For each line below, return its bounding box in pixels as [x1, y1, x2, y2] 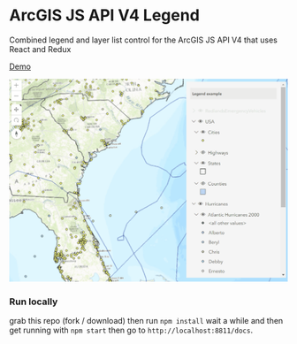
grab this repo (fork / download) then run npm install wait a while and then [9, 315, 284, 325]
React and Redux [9, 43, 72, 54]
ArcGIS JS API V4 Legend [9, 5, 201, 26]
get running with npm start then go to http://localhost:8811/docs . [9, 325, 254, 335]
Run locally [9, 295, 58, 308]
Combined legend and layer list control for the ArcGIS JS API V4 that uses [9, 34, 278, 45]
